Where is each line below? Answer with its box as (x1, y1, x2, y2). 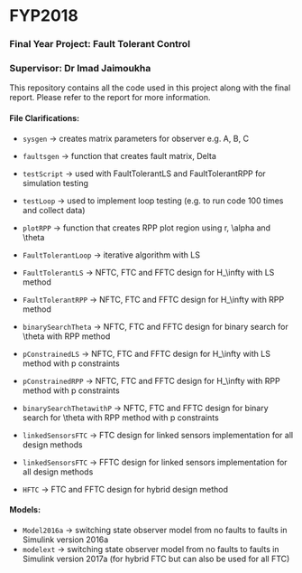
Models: (9, 504, 41, 515)
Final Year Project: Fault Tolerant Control (9, 38, 191, 51)
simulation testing (22, 177, 88, 188)
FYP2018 (9, 5, 78, 26)
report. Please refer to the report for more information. (9, 92, 211, 103)
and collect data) (22, 204, 86, 215)
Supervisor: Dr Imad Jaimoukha (9, 62, 151, 75)
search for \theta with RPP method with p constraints (22, 412, 219, 423)
